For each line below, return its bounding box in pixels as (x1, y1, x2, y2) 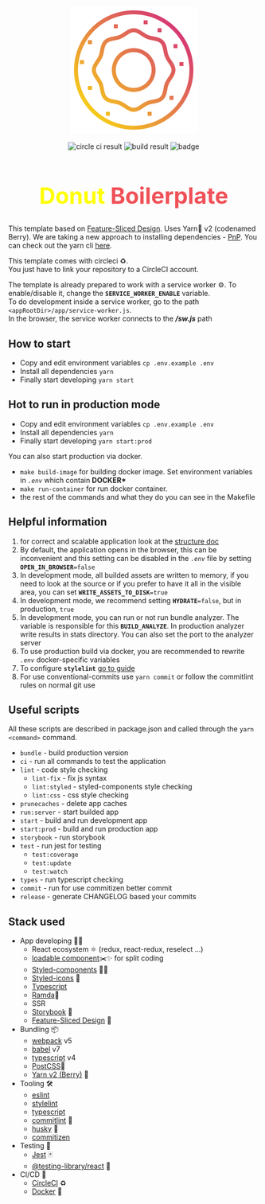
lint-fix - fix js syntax (31, 773, 107, 783)
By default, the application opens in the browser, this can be (19, 544, 217, 555)
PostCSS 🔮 (31, 1062, 66, 1071)
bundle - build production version (19, 748, 129, 758)
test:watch (31, 868, 68, 876)
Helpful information (8, 516, 107, 529)
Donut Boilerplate (38, 181, 229, 209)
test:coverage (31, 851, 79, 859)
